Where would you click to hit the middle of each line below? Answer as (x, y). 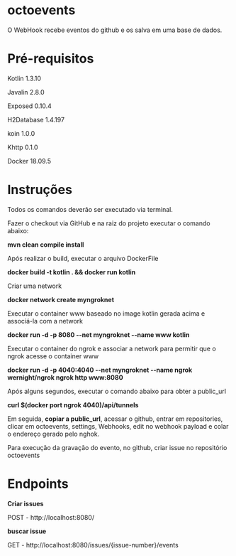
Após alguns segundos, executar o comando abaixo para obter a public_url (117, 391)
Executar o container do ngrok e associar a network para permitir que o (112, 348)
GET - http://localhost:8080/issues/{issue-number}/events (93, 545)
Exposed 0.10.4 (29, 106)
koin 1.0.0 (21, 133)
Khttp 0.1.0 (23, 147)
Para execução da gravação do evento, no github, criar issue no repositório (117, 447)
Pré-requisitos (51, 59)
